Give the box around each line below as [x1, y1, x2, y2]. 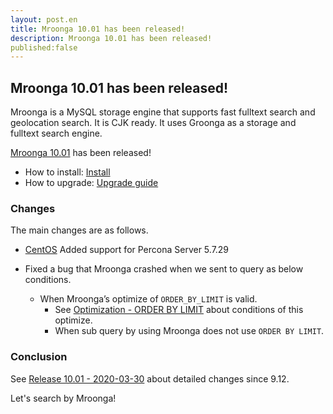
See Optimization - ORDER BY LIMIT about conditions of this [54, 304, 304, 316]
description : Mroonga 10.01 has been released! [10, 33, 213, 43]
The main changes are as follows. [10, 224, 149, 236]
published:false [10, 42, 78, 53]
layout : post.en [10, 14, 78, 25]
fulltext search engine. [10, 127, 103, 140]
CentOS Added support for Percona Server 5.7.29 [24, 244, 230, 256]
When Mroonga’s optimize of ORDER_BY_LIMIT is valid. [39, 293, 258, 305]
